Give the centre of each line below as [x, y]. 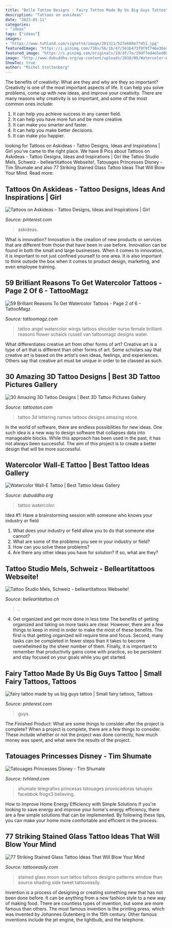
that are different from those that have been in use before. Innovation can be [86, 245]
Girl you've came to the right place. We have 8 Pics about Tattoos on [78, 151]
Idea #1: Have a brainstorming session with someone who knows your [79, 515]
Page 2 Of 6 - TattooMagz [47, 291]
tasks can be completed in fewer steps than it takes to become [79, 641]
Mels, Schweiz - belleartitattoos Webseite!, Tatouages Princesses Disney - [84, 162]
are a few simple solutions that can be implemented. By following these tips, [85, 815]
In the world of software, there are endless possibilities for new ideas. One [84, 427]
